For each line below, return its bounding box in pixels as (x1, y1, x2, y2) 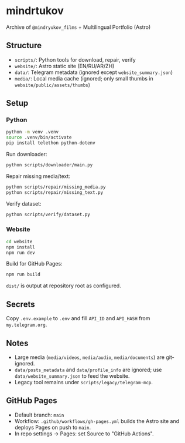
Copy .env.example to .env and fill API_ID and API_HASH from (6, 315, 150, 322)
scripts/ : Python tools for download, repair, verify (14, 56, 136, 63)
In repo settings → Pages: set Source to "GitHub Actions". (14, 430, 154, 437)
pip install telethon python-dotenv (6, 140, 95, 146)
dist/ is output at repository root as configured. (6, 282, 121, 289)
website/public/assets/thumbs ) (14, 81, 91, 88)
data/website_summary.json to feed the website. (14, 372, 130, 380)
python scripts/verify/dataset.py (6, 212, 91, 217)
